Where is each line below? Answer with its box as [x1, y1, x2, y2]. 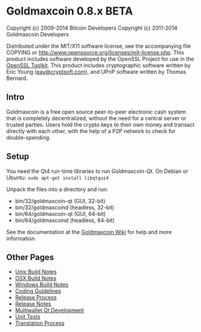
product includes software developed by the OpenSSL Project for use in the [6, 55, 194, 62]
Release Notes [14, 301, 51, 308]
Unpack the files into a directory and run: [6, 186, 109, 193]
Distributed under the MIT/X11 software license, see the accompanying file [6, 42, 191, 50]
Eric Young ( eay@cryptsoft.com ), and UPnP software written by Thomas [6, 68, 187, 75]
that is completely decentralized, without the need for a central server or [6, 114, 187, 122]
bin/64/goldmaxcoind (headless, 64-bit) [14, 216, 115, 224]
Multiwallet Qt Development [14, 307, 85, 314]
